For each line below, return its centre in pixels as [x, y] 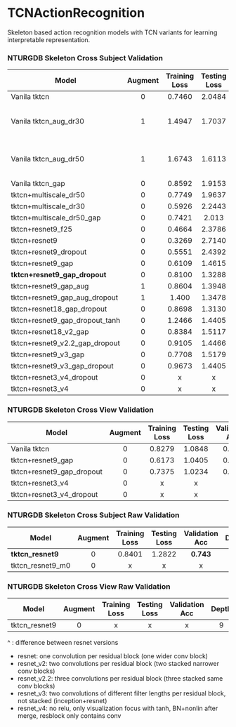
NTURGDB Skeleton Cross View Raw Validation [89, 586]
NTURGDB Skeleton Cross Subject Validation [85, 58]
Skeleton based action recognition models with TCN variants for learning [112, 32]
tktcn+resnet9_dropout [49, 252]
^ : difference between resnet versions [63, 643]
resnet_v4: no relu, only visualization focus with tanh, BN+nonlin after [118, 708]
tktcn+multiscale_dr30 [48, 206]
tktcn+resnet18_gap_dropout [59, 309]
